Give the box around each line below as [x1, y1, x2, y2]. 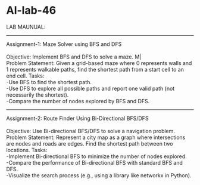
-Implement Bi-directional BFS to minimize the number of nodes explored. [6, 153, 187, 160]
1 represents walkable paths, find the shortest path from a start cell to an [6, 66, 185, 73]
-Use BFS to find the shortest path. [6, 78, 92, 85]
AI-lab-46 [6, 4, 57, 17]
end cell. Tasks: [6, 72, 45, 79]
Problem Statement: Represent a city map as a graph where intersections [6, 134, 186, 141]
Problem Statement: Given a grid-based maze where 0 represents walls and [6, 59, 192, 66]
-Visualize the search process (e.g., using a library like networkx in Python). [6, 171, 192, 179]
